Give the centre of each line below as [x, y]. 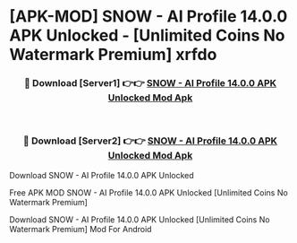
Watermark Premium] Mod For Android [81, 229]
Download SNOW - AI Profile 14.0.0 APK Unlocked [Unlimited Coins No [140, 219]
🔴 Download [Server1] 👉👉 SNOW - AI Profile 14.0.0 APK [150, 83]
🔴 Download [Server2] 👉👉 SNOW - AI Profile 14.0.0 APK [150, 141]
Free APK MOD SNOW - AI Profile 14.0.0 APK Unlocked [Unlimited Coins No [148, 192]
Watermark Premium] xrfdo [113, 55]
